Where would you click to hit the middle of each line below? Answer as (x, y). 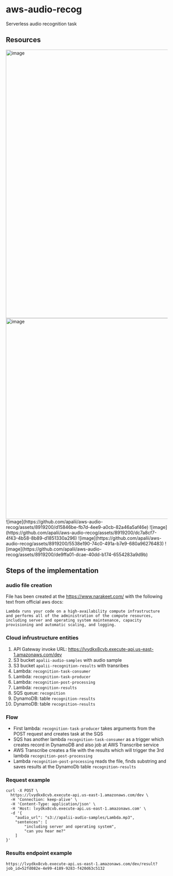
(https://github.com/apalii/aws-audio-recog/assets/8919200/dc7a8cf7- (81, 533)
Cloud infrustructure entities (42, 638)
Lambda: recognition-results (45, 687)
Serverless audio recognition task (41, 24)
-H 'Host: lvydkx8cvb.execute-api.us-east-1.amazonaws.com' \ (78, 809)
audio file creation (29, 586)
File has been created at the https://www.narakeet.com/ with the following (84, 596)
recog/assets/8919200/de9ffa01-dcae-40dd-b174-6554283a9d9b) (77, 554)
